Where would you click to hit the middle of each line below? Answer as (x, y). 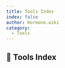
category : (18, 28)
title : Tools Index (30, 11)
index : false (22, 17)
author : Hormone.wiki (33, 22)
